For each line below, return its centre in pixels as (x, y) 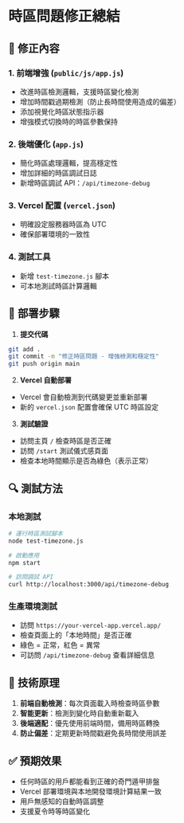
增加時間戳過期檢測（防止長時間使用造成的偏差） (100, 101)
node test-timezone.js (46, 541)
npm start (25, 562)
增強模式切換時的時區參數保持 (69, 121)
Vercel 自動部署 (45, 380)
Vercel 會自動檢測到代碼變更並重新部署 (84, 397)
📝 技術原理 (34, 682)
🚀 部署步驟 (34, 314)
